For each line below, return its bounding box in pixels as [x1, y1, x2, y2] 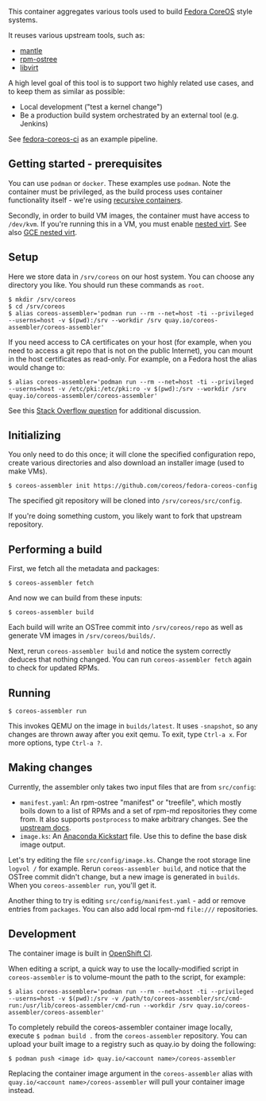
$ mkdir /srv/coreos [8, 296, 77, 303]
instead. [8, 1085, 35, 1095]
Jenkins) [19, 119, 49, 128]
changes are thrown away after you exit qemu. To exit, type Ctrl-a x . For [8, 730, 248, 740]
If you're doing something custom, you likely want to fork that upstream [8, 512, 242, 521]
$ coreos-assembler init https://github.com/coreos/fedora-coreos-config [8, 482, 258, 490]
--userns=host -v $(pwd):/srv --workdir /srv [8, 316, 161, 324]
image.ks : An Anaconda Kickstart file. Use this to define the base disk [19, 831, 248, 840]
